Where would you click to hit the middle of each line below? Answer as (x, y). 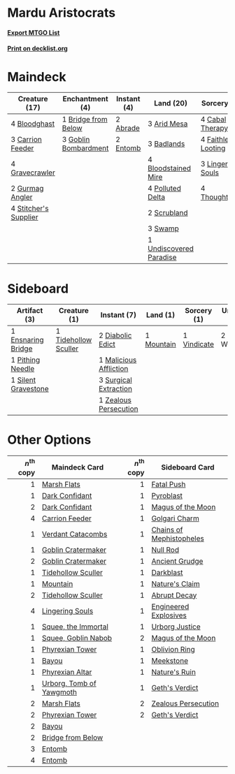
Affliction (114, 369)
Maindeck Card (78, 467)
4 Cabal (213, 119)
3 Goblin (76, 140)
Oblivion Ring (173, 649)
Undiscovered (171, 249)
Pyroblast (167, 495)
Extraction (116, 389)
